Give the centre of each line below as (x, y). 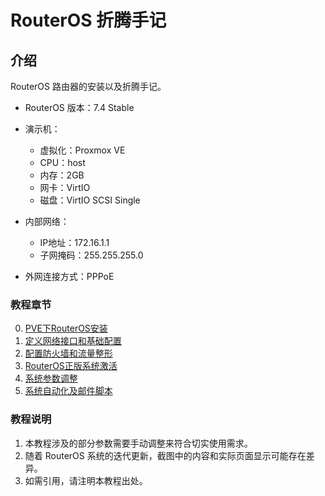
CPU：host (62, 162)
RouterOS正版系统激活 (71, 366)
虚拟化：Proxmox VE (82, 150)
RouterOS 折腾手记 (88, 20)
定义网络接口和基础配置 (73, 341)
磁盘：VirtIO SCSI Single (90, 200)
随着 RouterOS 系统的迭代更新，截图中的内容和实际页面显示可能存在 (165, 455)
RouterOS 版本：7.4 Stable (79, 107)
